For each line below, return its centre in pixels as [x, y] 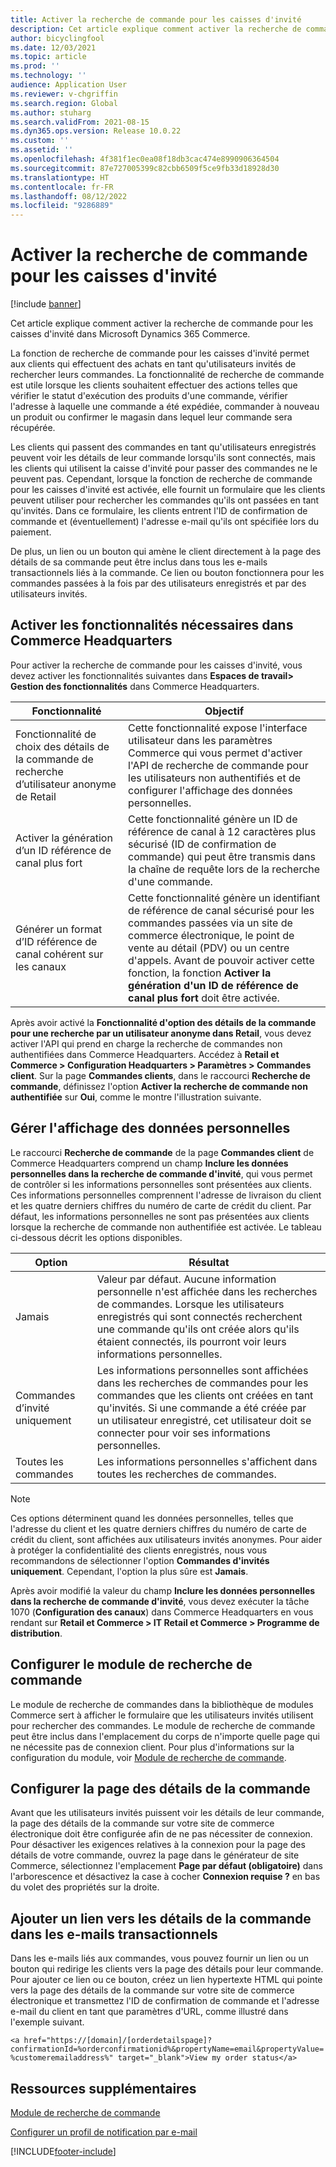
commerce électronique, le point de [211, 935]
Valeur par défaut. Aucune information [186, 1279]
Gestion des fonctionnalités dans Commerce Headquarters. [135, 686]
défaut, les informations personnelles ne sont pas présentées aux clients [160, 1216]
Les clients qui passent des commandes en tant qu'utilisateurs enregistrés [163, 447]
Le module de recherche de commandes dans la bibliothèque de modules [162, 1704]
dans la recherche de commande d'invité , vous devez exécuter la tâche [160, 1601]
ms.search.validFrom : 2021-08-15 [80, 122]
